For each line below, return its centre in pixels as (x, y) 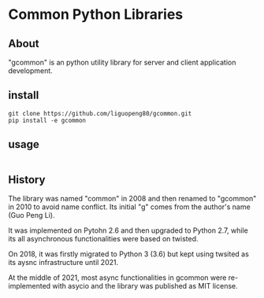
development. (30, 71)
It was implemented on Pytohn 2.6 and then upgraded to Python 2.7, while (128, 230)
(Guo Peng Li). (32, 215)
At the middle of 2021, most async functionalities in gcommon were (117, 278)
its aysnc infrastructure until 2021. (63, 263)
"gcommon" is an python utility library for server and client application (122, 62)
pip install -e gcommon (47, 120)
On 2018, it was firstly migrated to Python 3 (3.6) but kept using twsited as (129, 254)
